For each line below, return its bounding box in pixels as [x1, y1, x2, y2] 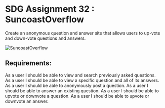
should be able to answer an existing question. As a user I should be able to [5, 87, 159, 94]
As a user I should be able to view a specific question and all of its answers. [5, 77, 159, 83]
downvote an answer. [5, 98, 49, 104]
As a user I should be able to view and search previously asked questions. [5, 72, 156, 78]
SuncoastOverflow [5, 14, 84, 25]
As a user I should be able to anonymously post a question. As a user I [5, 82, 148, 88]
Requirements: [5, 59, 52, 67]
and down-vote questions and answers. [5, 35, 86, 41]
